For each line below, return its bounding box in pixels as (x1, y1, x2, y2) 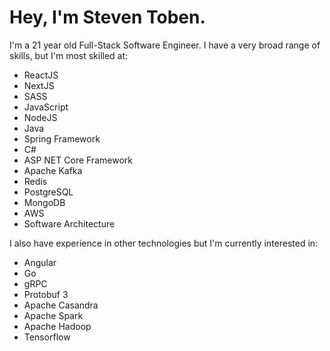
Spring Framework (23, 132, 101, 145)
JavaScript (23, 101, 69, 113)
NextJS (23, 79, 55, 91)
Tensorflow (23, 331, 71, 343)
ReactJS (23, 69, 59, 81)
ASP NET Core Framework (23, 154, 133, 166)
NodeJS (23, 111, 58, 123)
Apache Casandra (23, 299, 99, 311)
